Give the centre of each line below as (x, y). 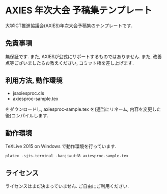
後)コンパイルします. (27, 115)
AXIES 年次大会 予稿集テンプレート (79, 10)
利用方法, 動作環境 (34, 80)
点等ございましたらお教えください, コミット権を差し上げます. (69, 63)
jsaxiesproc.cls (28, 93)
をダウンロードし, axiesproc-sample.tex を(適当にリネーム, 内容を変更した (83, 109)
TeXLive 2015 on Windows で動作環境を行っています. (61, 147)
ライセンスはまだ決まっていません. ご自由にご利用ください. (67, 186)
